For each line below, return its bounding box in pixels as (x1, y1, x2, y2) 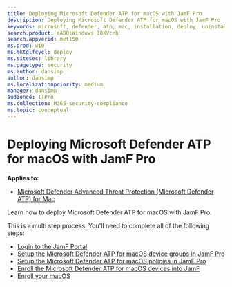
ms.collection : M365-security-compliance (7, 100, 128, 107)
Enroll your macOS (17, 271, 70, 280)
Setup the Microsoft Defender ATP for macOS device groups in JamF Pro (17, 250, 225, 258)
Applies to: (7, 174, 39, 182)
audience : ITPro (7, 94, 54, 101)
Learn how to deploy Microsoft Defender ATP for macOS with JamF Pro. (7, 208, 212, 216)
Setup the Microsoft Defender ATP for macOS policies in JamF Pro (17, 257, 206, 265)
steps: (7, 229, 25, 237)
